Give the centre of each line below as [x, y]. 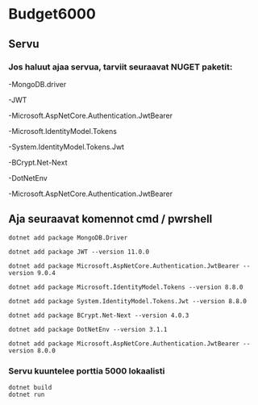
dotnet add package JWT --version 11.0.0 [79, 252]
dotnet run [27, 395]
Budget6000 [52, 14]
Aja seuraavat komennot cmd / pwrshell [110, 219]
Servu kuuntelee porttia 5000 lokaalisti [87, 370]
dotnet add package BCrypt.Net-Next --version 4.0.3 [99, 315]
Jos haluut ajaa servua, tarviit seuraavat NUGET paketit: [121, 67]
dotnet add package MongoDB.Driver [68, 238]
